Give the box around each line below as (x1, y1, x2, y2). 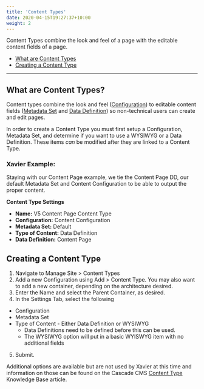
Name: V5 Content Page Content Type (15, 210, 112, 217)
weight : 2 (6, 20, 32, 26)
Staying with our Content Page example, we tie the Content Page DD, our (6, 174, 189, 181)
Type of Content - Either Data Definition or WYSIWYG (15, 320, 149, 328)
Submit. (15, 351, 35, 359)
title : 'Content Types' (6, 8, 67, 15)
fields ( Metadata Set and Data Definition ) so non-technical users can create (6, 107, 195, 115)
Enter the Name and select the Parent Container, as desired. (15, 289, 166, 296)
